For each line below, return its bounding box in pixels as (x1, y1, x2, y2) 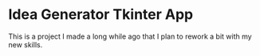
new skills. (8, 39, 43, 49)
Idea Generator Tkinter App (8, 6, 194, 24)
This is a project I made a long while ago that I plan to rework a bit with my (8, 32, 253, 41)
